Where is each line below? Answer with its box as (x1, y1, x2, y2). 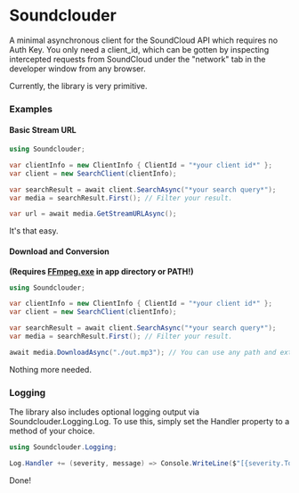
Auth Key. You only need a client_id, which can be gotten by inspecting (9, 44, 270, 54)
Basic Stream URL (9, 125, 77, 136)
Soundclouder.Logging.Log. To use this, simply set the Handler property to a (9, 416, 290, 427)
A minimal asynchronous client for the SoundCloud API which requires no (9, 35, 279, 45)
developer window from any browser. (9, 63, 146, 74)
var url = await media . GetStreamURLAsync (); (9, 210, 177, 218)
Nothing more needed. (9, 364, 92, 374)
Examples (9, 103, 53, 115)
